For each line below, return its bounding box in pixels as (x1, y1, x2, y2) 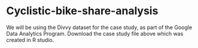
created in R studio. (6, 36, 54, 43)
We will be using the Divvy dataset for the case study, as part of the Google (6, 24, 193, 31)
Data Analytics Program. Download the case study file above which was (6, 30, 184, 37)
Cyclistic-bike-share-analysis (6, 4, 159, 18)
